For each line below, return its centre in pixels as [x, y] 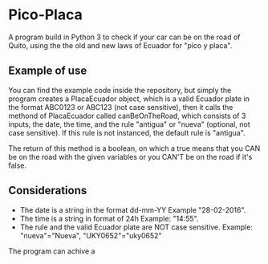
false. [17, 165]
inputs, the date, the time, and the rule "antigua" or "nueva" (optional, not [129, 124]
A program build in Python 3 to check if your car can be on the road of [124, 37]
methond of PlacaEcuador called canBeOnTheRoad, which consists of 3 [127, 116]
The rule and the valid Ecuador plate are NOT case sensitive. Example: [136, 227]
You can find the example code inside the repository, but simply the [120, 90]
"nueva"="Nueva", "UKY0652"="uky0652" [91, 235]
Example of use [48, 71]
